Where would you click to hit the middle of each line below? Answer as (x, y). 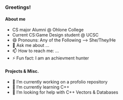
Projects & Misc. (22, 71)
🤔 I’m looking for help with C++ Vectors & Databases (65, 92)
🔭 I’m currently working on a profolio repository (60, 82)
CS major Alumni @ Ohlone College (48, 30)
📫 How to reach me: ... (36, 51)
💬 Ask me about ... (31, 45)
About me (15, 19)
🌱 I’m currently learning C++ (41, 87)
